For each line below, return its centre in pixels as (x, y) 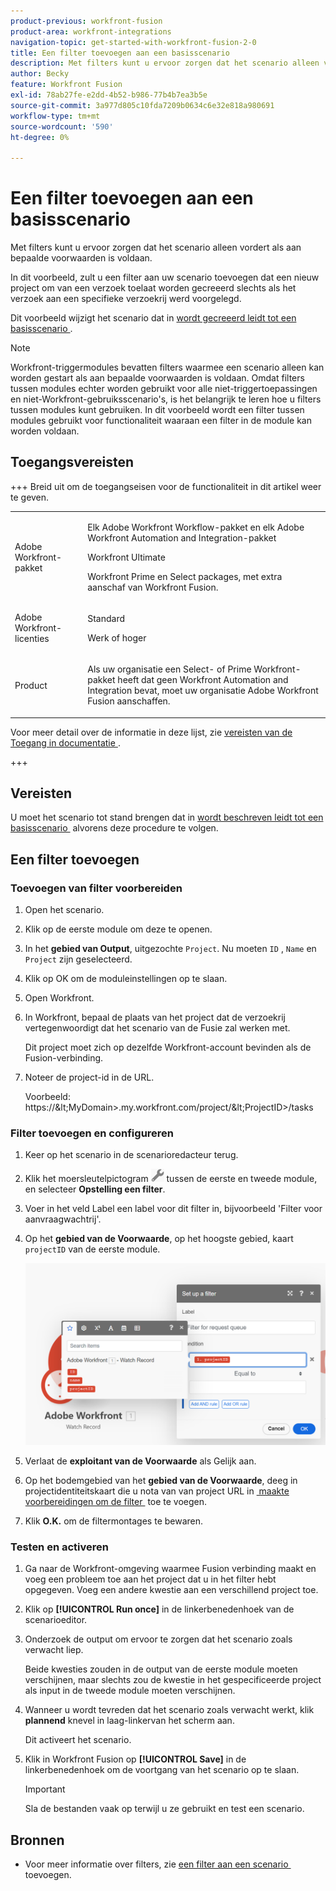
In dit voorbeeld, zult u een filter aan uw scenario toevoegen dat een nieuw (165, 277)
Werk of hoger (117, 637)
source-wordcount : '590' (62, 126)
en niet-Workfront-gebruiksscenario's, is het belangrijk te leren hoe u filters (166, 399)
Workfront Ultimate (126, 557)
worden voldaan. (45, 431)
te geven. (30, 497)
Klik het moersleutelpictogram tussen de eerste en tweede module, (171, 1179)
